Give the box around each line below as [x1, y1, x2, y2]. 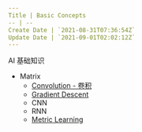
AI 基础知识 [8, 56, 45, 65]
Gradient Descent [31, 90, 89, 99]
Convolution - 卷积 [31, 81, 92, 90]
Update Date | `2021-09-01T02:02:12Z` [8, 33, 136, 42]
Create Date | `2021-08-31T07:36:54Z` [8, 26, 136, 34]
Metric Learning [31, 115, 84, 124]
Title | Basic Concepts [8, 11, 87, 20]
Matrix [19, 71, 41, 81]
